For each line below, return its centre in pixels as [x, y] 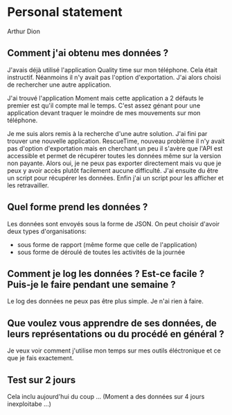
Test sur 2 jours [42, 380]
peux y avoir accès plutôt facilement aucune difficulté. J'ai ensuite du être [113, 170]
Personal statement [65, 12]
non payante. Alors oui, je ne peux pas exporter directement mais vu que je [114, 163]
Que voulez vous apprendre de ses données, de [112, 323]
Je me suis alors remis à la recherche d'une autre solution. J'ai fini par [107, 133]
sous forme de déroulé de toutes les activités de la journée [101, 252]
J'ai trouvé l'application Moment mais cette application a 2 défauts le [106, 98]
